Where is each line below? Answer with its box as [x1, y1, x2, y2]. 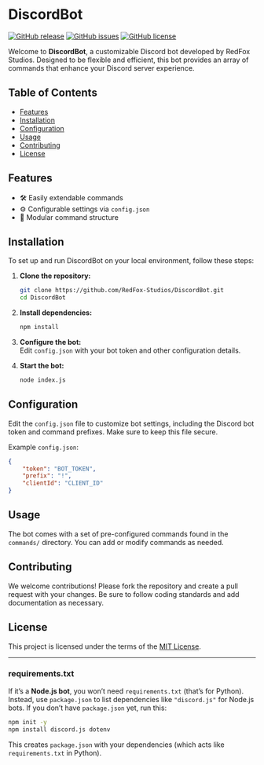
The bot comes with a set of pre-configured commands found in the [8, 529, 229, 539]
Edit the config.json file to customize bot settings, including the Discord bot [8, 419, 255, 428]
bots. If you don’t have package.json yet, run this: [8, 703, 167, 712]
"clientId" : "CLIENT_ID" [22, 479, 104, 488]
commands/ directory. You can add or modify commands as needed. [8, 537, 224, 547]
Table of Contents [8, 86, 98, 100]
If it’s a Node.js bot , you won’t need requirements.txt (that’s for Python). [8, 686, 244, 696]
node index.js [19, 376, 66, 384]
